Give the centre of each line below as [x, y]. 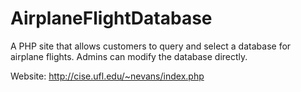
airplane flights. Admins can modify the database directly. [129, 56]
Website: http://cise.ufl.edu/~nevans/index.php [107, 76]
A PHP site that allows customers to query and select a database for [151, 46]
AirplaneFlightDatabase [111, 18]
